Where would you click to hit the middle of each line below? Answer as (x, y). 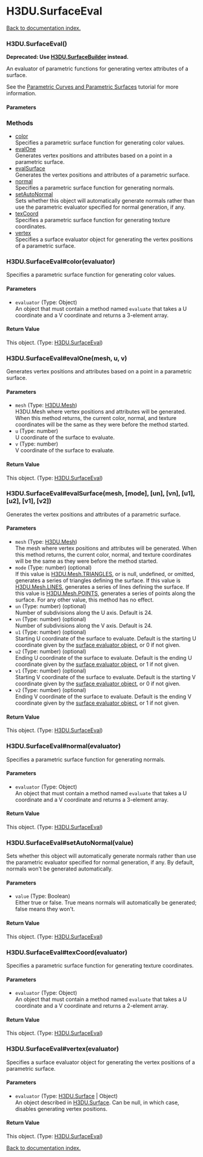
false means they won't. (45, 909)
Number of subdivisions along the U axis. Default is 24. (84, 613)
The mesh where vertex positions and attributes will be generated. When (106, 548)
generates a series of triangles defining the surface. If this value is (98, 580)
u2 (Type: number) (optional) (51, 651)
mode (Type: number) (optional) (53, 568)
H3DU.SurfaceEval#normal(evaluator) (64, 746)
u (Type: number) (37, 431)
